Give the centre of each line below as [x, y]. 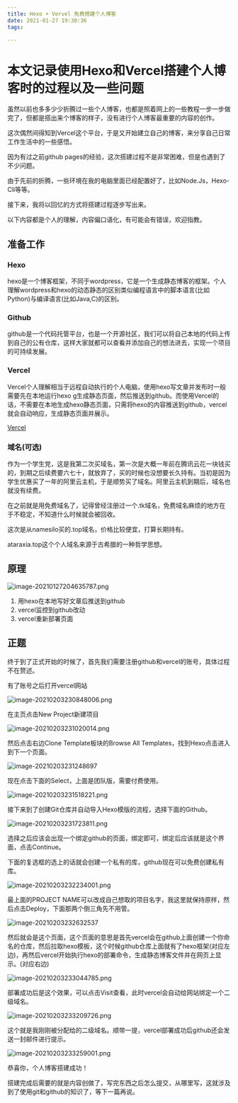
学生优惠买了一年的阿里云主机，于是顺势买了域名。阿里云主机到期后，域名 [116, 481]
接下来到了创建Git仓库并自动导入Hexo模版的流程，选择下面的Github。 [109, 809]
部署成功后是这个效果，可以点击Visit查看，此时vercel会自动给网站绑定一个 [116, 993]
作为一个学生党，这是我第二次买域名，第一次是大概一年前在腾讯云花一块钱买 [119, 464]
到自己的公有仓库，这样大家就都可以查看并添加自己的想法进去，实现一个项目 [119, 343]
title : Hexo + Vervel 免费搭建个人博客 [62, 14]
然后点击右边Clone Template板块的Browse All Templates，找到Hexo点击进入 [119, 743]
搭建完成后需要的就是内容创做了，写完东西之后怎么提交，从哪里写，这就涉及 [119, 1082]
